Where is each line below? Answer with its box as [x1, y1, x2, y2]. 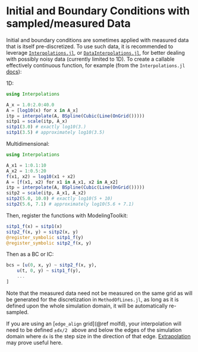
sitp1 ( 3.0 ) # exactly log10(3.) [6, 124, 86, 130]
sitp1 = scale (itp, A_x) [6, 118, 68, 124]
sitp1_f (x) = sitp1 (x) [6, 223, 62, 230]
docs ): [6, 68, 22, 75]
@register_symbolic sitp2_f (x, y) [6, 240, 92, 246]
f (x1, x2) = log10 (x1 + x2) [6, 174, 76, 180]
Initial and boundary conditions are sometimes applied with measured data [6, 36, 189, 43]
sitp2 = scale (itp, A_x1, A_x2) [6, 190, 86, 196]
